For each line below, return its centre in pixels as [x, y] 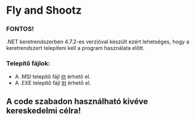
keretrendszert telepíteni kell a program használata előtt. [75, 48]
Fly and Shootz [44, 10]
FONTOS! [20, 29]
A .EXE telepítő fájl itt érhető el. [53, 83]
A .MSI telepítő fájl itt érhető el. [53, 76]
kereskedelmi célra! [44, 111]
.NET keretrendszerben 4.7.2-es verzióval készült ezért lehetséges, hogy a [98, 42]
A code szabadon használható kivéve [77, 102]
